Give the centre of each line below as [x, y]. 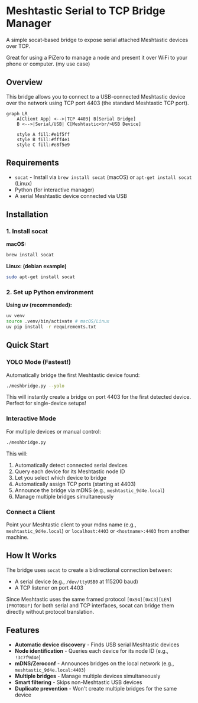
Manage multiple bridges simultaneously [64, 496]
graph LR [17, 113]
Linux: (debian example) [36, 266]
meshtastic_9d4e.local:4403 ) [50, 669]
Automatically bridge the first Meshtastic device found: [73, 375]
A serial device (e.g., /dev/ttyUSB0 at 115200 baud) [77, 581]
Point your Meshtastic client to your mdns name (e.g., [71, 525]
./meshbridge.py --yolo [35, 386]
